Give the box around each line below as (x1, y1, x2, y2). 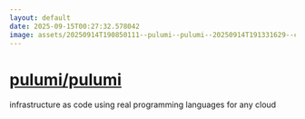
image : (9, 30, 34, 39)
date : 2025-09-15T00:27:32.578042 (9, 22, 141, 31)
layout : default (9, 13, 71, 23)
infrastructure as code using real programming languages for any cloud (9, 99, 277, 110)
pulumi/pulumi (9, 69, 123, 90)
